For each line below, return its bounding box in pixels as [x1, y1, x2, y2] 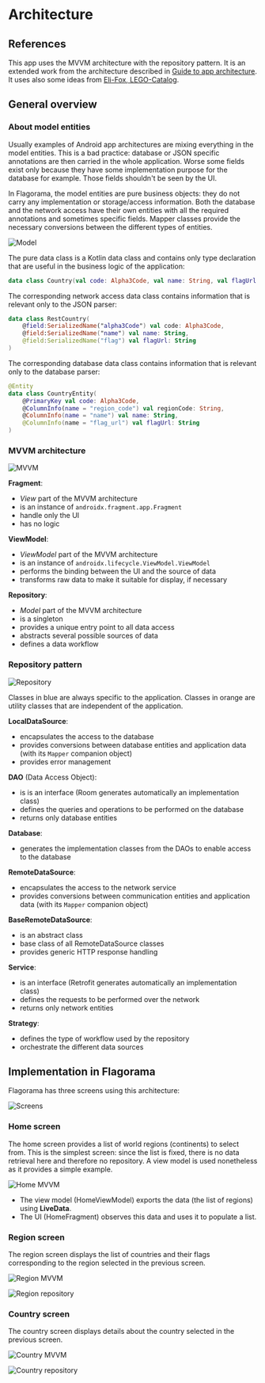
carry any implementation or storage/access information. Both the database [8, 196, 256, 207]
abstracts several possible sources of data [19, 631, 158, 641]
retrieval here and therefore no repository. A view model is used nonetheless [8, 1156, 258, 1165]
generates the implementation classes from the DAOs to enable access [19, 844, 252, 853]
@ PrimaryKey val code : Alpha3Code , [22, 397, 140, 405]
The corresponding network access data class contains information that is [8, 291, 251, 300]
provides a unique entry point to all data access [19, 623, 176, 632]
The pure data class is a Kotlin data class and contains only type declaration [8, 253, 256, 262]
